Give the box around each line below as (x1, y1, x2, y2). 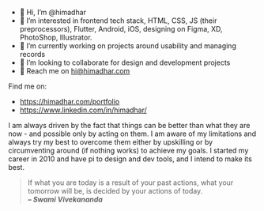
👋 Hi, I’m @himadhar (19, 8, 87, 17)
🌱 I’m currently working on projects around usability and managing (19, 41, 237, 51)
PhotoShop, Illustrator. (19, 32, 92, 42)
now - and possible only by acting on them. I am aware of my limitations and (8, 129, 257, 138)
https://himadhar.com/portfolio (19, 97, 120, 106)
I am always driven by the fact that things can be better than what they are (8, 121, 251, 130)
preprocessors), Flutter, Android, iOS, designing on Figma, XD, (19, 24, 223, 33)
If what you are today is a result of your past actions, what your (27, 178, 234, 187)
